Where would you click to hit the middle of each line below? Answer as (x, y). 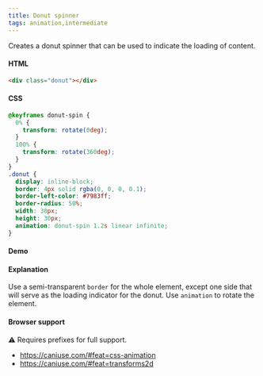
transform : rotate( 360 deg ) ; (69, 152)
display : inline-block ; (54, 182)
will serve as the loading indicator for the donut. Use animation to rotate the (131, 295)
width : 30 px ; (37, 211)
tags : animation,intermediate (58, 23)
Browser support (37, 322)
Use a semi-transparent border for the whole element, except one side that (130, 287)
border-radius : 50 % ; (49, 204)
